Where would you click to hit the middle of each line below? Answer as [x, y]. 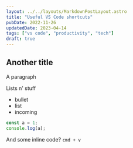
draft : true [21, 39]
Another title [30, 63]
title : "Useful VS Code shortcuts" [50, 17]
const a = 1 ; [22, 123]
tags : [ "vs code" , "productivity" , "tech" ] [60, 33]
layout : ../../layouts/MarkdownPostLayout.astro [66, 11]
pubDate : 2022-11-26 [31, 22]
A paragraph [21, 76]
